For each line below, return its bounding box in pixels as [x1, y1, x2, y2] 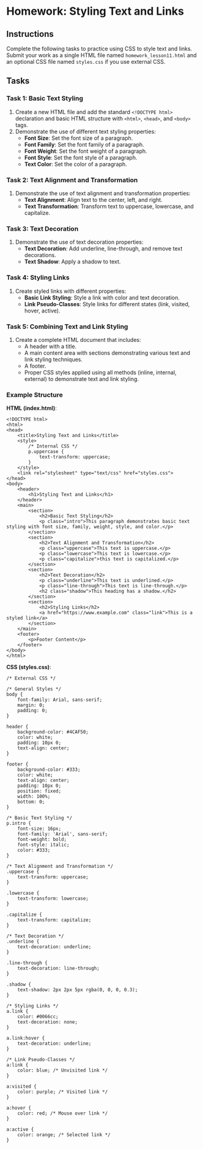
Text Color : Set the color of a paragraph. [24, 160, 127, 168]
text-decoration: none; [17, 1019, 78, 1026]
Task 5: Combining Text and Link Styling [6, 322, 128, 331]
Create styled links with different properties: [15, 287, 127, 295]
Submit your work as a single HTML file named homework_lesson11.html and [6, 52, 197, 59]
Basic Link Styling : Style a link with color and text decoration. [24, 293, 180, 301]
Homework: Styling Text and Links [6, 4, 185, 18]
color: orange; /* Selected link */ [17, 1132, 111, 1138]
